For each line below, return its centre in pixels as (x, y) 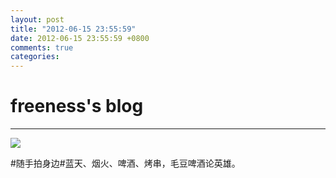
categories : (35, 57)
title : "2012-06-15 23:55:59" (73, 29)
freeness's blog (77, 106)
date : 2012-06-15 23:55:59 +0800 (80, 38)
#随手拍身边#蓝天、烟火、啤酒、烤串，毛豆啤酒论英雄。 (125, 163)
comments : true (42, 47)
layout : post (37, 19)
